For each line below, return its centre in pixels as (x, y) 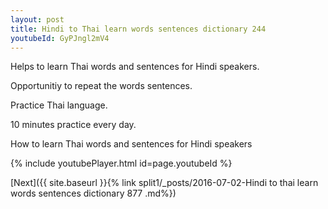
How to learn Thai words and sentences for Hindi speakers (131, 144)
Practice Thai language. (59, 105)
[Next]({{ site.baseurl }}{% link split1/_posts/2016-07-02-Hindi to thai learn (164, 183)
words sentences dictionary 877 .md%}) (93, 193)
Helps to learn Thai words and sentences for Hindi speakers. (135, 67)
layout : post (37, 19)
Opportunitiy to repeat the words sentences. (101, 86)
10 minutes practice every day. (73, 125)
